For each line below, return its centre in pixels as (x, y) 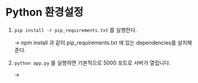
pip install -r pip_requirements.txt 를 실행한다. (75, 30)
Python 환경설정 (45, 12)
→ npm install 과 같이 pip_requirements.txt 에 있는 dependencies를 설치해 (103, 42)
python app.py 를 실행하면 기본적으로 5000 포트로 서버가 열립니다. (92, 63)
